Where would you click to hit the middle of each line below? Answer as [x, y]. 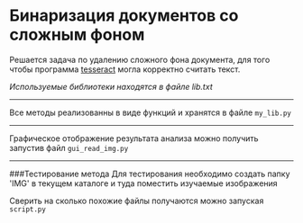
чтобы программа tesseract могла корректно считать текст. [125, 69]
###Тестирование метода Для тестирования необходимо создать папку [150, 174]
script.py [28, 209]
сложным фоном [77, 35]
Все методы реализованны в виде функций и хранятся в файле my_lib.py [150, 112]
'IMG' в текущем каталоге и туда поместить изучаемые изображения [143, 183]
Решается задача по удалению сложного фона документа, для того [140, 59]
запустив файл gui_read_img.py [69, 147]
